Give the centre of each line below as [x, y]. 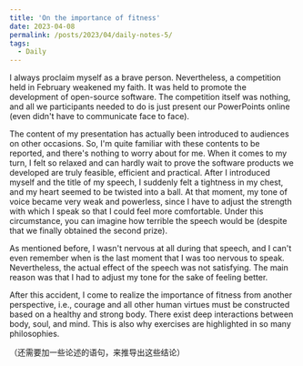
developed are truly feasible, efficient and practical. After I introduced [140, 173]
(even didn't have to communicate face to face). [99, 117]
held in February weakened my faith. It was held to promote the [128, 87]
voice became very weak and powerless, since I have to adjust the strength [151, 202]
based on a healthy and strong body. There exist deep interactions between [151, 314]
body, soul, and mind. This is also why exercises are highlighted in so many [150, 324]
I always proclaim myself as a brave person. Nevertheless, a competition [146, 77]
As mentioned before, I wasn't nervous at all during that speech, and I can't [151, 249]
